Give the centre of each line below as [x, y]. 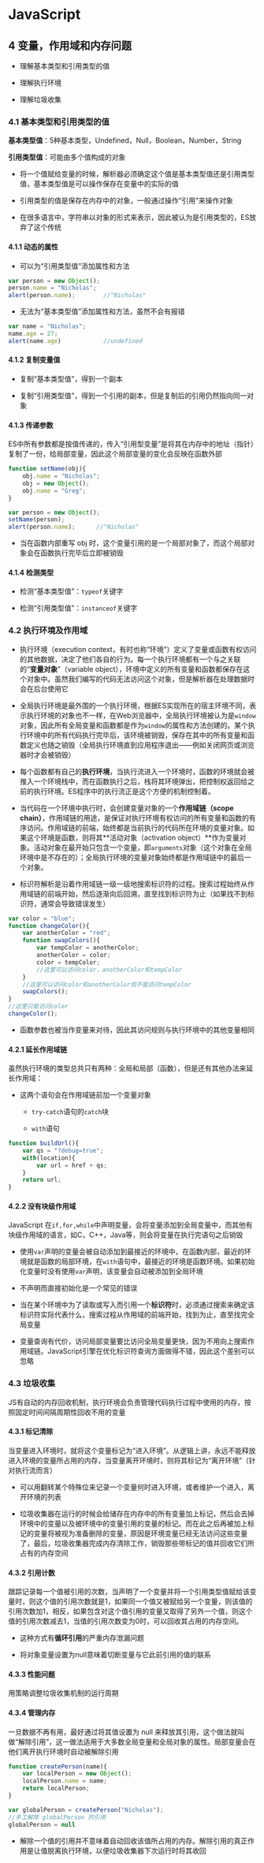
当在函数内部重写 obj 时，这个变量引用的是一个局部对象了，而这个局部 [134, 543]
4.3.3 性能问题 [32, 1674]
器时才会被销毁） [47, 755]
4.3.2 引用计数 [32, 1572]
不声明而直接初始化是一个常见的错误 [78, 1288]
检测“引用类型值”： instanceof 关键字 [78, 608]
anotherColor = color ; [74, 956]
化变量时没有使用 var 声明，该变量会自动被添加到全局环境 [111, 1272]
